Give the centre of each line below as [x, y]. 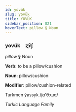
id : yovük [15, 10]
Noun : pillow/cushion [27, 76]
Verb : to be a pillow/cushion [34, 66]
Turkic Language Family [30, 105]
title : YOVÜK [19, 19]
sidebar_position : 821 [28, 23]
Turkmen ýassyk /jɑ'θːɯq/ [32, 95]
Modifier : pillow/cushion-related [38, 85]
